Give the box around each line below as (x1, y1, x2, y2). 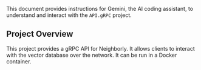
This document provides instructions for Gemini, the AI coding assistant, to (6, 5, 194, 12)
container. (6, 57, 32, 65)
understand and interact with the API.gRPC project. (6, 11, 132, 19)
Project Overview (6, 29, 73, 39)
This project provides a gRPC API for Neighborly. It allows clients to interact (6, 45, 196, 52)
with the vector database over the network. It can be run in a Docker (6, 51, 177, 59)
